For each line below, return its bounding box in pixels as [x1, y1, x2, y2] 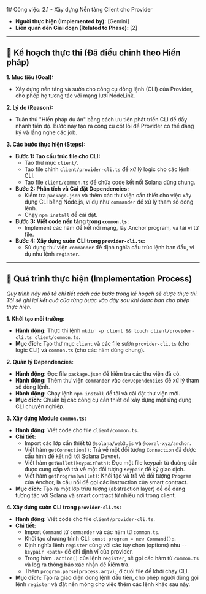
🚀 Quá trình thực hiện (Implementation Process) [6, 273, 193, 284]
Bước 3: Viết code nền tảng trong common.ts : [15, 218, 129, 225]
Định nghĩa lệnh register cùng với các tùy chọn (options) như [24, 541, 181, 549]
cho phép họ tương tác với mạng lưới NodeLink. [15, 92, 135, 99]
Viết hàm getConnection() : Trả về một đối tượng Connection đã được [24, 446, 196, 453]
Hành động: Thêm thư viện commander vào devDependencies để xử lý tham [15, 376, 199, 384]
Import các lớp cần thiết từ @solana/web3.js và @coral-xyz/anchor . [24, 439, 191, 447]
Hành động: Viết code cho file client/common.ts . [15, 426, 139, 433]
